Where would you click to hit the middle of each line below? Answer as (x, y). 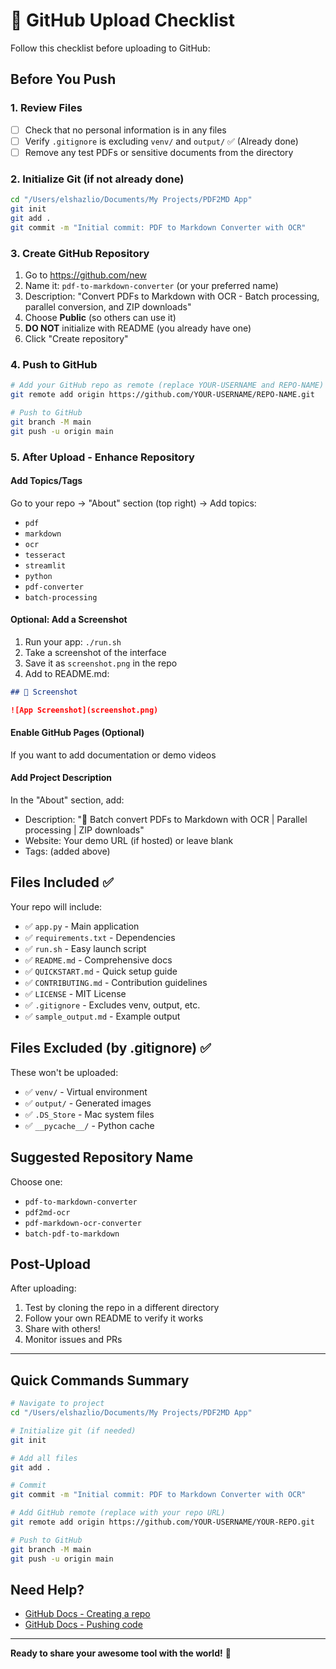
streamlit (45, 565)
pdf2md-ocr (47, 1212)
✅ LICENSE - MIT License (75, 993)
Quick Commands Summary (100, 1380)
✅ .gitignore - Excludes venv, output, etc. (112, 1005)
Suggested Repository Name (102, 1157)
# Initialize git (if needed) (73, 1430)
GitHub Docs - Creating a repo (87, 1614)
